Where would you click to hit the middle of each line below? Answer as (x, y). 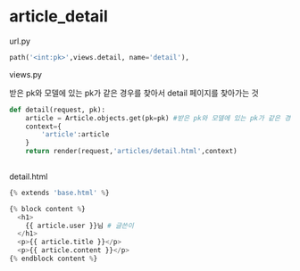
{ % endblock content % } (54, 259)
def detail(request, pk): (57, 110)
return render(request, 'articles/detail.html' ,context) (132, 152)
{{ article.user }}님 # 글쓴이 (79, 226)
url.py (20, 41)
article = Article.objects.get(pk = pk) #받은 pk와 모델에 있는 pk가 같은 (153, 118)
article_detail (59, 16)
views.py (26, 74)
